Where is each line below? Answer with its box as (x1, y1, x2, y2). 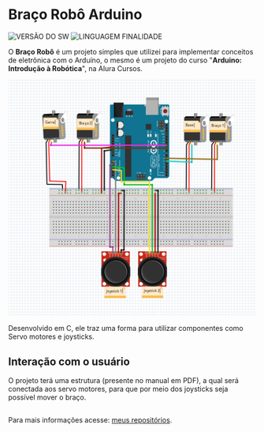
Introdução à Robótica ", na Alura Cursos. (8, 63, 143, 73)
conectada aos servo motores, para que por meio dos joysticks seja (8, 384, 229, 393)
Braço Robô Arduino (8, 6, 143, 24)
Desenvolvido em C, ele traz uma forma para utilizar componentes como (8, 324, 244, 333)
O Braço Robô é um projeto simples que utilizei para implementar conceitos (8, 47, 254, 56)
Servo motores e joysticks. (8, 332, 95, 341)
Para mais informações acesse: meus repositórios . (8, 415, 173, 425)
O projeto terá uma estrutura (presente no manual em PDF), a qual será (8, 375, 239, 385)
